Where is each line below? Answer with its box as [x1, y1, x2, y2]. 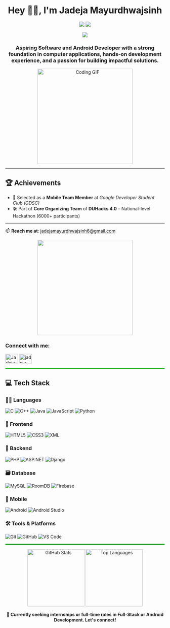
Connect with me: [5, 342, 50, 349]
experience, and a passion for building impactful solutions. [11, 57, 159, 64]
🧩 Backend [5, 445, 32, 452]
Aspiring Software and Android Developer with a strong [15, 44, 155, 51]
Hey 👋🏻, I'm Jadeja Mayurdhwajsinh [8, 5, 162, 16]
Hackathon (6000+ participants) [12, 213, 80, 219]
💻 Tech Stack [5, 379, 50, 387]
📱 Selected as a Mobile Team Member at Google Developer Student [12, 195, 155, 201]
